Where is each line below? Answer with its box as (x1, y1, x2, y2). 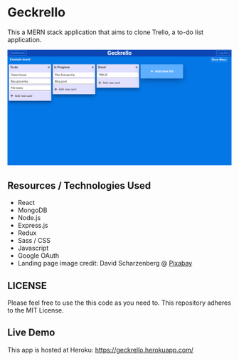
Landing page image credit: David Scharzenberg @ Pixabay (17, 259, 193, 268)
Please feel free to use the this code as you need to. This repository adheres (7, 298, 231, 307)
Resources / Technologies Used (7, 179, 152, 192)
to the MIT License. (7, 305, 64, 314)
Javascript (17, 244, 49, 253)
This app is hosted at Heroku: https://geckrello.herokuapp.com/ (7, 345, 194, 354)
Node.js (17, 214, 41, 222)
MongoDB (17, 206, 48, 214)
